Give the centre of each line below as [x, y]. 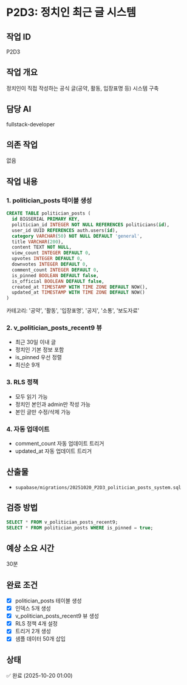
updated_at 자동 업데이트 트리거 [53, 451]
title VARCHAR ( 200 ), [38, 242]
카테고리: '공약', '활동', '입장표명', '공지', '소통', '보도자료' [73, 311]
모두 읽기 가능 [31, 396]
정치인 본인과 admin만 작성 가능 [53, 404]
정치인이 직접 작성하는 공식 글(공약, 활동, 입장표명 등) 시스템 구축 [83, 88]
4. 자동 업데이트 [28, 429]
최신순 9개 [27, 365]
